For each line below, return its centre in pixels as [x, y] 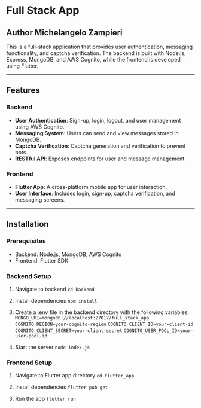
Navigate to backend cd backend [54, 289]
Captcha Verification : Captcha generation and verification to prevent [100, 146]
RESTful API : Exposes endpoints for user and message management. [100, 159]
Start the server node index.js [52, 347]
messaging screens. [40, 200]
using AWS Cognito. [39, 127]
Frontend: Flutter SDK [42, 260]
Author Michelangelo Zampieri [64, 33]
